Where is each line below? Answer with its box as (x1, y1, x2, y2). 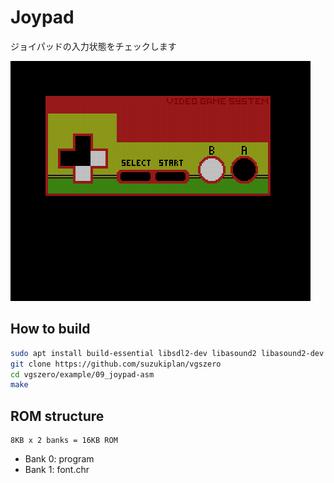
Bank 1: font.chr (24, 464, 90, 476)
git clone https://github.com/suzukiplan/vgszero (10, 359, 222, 369)
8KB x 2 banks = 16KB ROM (10, 436, 118, 446)
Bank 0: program (24, 453, 95, 465)
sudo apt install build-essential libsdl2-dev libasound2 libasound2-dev (10, 348, 325, 358)
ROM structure (10, 407, 105, 425)
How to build (10, 321, 91, 338)
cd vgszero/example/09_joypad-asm (10, 369, 155, 380)
